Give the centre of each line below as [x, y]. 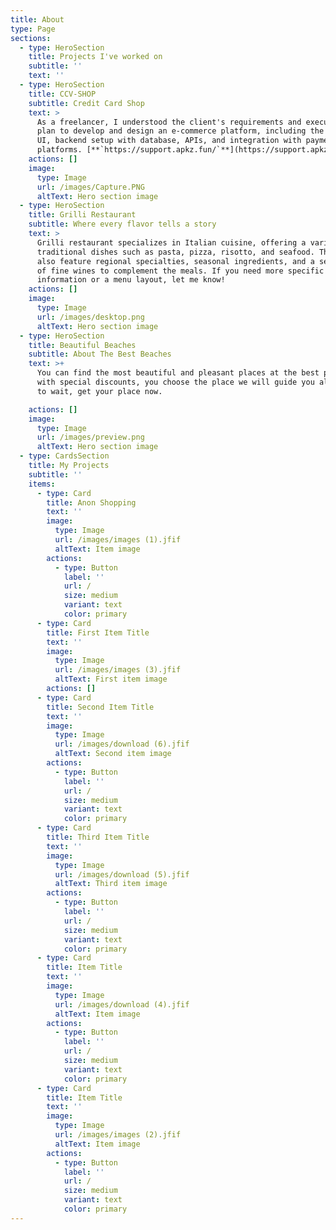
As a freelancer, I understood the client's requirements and [169, 122]
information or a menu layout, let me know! [131, 280]
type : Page [33, 29]
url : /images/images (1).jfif [118, 540]
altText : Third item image [111, 884]
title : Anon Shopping [91, 502]
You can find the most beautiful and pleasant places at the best [178, 373]
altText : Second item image [113, 754]
